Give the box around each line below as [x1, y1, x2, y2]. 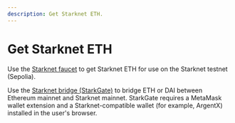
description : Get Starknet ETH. [7, 10, 103, 18]
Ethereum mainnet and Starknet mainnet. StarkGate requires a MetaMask [7, 93, 222, 102]
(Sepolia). [7, 72, 36, 80]
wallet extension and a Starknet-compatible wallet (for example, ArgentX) [7, 101, 223, 109]
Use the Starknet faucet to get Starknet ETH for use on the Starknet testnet [7, 65, 228, 73]
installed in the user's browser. [7, 108, 98, 117]
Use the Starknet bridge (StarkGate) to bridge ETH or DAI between [7, 86, 203, 95]
